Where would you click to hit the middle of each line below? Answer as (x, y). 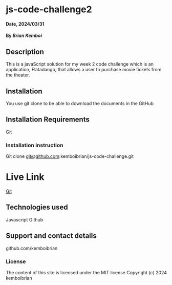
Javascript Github (25, 219)
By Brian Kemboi (24, 36)
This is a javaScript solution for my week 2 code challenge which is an (80, 64)
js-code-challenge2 (49, 9)
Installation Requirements (48, 120)
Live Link (25, 177)
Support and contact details (51, 236)
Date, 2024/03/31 (25, 24)
